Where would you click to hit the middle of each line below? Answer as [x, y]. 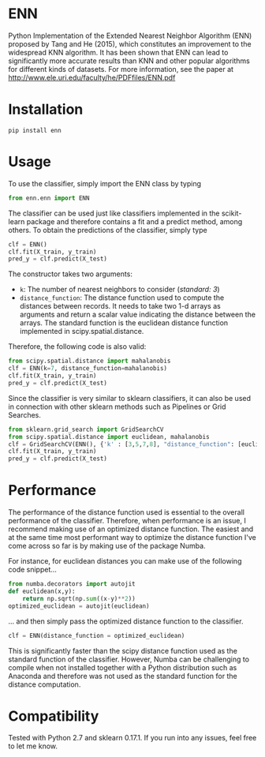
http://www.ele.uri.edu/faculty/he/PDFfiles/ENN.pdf [92, 77]
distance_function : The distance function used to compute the [122, 298]
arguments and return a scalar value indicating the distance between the [138, 315]
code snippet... [33, 570]
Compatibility [54, 716]
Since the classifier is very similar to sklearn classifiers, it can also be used [129, 398]
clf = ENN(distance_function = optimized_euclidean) [97, 635]
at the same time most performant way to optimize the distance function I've [132, 538]
